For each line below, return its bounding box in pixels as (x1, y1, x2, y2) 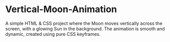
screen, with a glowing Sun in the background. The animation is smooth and (5, 25, 165, 31)
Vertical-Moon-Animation (5, 4, 117, 15)
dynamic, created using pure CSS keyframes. (5, 31, 101, 37)
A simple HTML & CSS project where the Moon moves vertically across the (5, 20, 162, 26)
